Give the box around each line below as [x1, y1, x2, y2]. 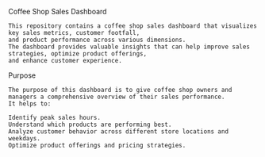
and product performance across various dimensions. [8, 36, 186, 44]
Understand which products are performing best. [8, 121, 172, 128]
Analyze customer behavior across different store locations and [8, 128, 229, 136]
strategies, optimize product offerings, [8, 50, 148, 58]
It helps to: [8, 100, 52, 108]
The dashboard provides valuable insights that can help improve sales [8, 43, 250, 51]
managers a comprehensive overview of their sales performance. [8, 93, 225, 101]
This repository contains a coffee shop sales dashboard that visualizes [8, 22, 258, 30]
